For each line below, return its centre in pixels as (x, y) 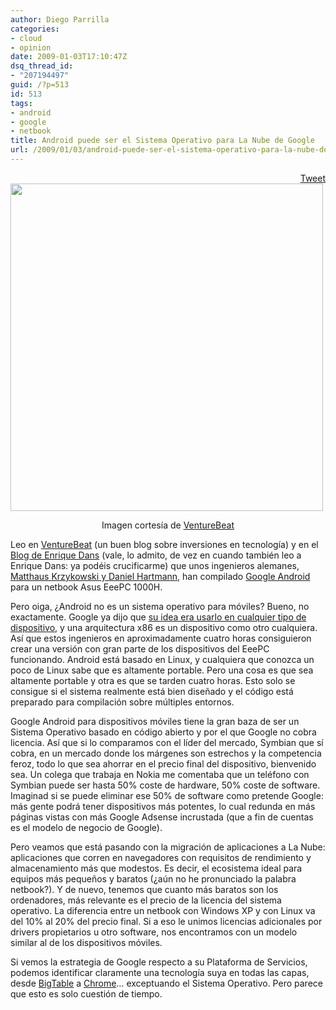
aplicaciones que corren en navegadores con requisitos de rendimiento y (161, 857)
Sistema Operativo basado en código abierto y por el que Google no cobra (163, 732)
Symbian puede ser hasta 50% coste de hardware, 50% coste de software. (165, 785)
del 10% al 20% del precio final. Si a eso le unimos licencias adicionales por (166, 921)
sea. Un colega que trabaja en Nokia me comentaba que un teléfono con (160, 774)
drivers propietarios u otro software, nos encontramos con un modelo (154, 932)
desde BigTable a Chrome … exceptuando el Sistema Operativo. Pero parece (166, 983)
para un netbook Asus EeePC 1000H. (86, 587)
